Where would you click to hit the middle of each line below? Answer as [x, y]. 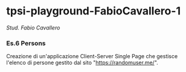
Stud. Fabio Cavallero [33, 28]
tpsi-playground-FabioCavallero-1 [94, 11]
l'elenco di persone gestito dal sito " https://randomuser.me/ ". [82, 63]
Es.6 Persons [26, 43]
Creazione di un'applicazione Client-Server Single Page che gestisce [92, 56]
